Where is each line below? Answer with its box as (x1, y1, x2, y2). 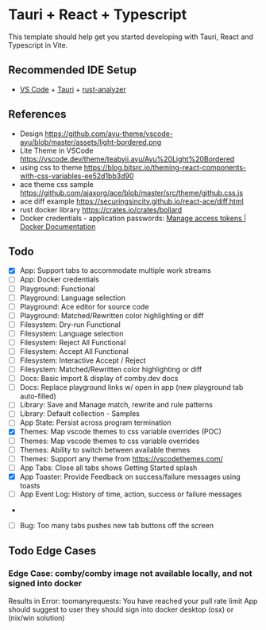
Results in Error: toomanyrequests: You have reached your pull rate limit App (8, 596, 258, 605)
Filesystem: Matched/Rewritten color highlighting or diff (19, 364, 202, 375)
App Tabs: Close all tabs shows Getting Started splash (19, 463, 198, 472)
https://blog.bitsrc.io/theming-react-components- (83, 162, 247, 172)
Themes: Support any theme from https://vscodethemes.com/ (19, 453, 224, 463)
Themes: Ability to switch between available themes (19, 445, 191, 454)
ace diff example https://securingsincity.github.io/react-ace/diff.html (19, 196, 244, 206)
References (8, 107, 67, 121)
